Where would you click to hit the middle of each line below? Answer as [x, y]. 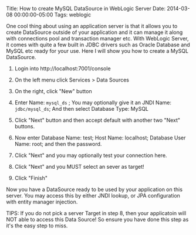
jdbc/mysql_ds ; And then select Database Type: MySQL [81, 109]
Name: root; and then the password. [58, 144]
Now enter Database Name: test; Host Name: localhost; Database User [100, 138]
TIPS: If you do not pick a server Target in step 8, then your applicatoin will [96, 213]
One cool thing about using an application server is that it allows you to [92, 26]
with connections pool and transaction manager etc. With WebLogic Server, [97, 38]
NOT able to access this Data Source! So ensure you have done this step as [97, 219]
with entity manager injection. [42, 202]
